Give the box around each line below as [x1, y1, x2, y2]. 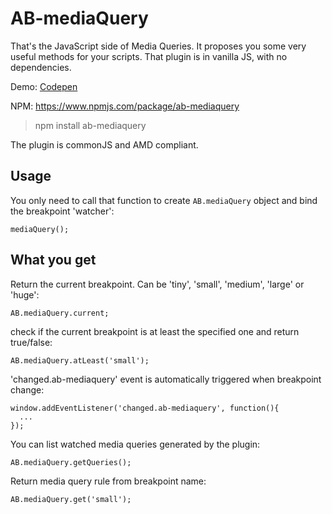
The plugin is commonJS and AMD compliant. [10, 138, 199, 151]
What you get [10, 252, 97, 269]
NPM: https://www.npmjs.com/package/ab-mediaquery [10, 100, 240, 112]
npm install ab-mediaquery [34, 119, 147, 131]
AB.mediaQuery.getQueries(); [10, 457, 132, 467]
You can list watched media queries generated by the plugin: [10, 438, 261, 450]
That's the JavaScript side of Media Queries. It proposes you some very [10, 40, 307, 52]
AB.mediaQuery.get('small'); [10, 494, 132, 504]
